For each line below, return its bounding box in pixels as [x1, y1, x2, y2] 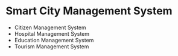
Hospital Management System [14, 30, 90, 37]
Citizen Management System [14, 24, 86, 31]
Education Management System [14, 36, 94, 43]
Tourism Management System [14, 43, 89, 50]
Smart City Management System [5, 4, 173, 18]
